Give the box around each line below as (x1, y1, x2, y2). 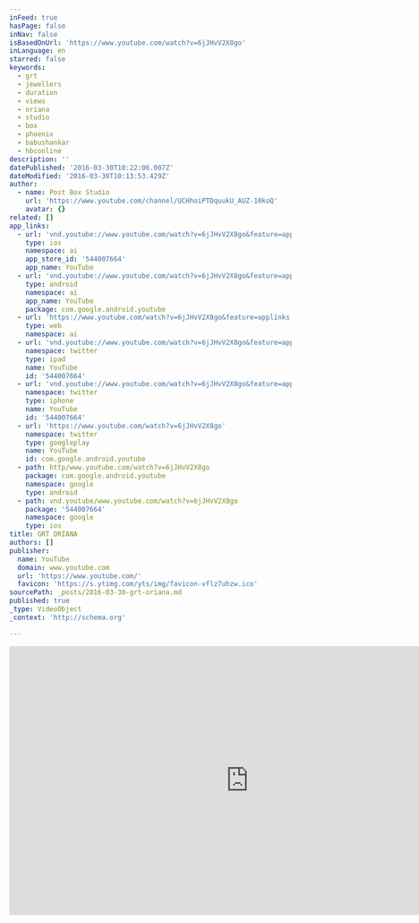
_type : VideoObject (9, 605, 82, 614)
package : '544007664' (25, 505, 106, 513)
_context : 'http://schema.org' (9, 613, 126, 622)
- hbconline (17, 146, 63, 155)
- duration (17, 88, 58, 97)
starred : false (9, 55, 66, 64)
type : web (25, 322, 63, 331)
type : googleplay (25, 438, 90, 447)
